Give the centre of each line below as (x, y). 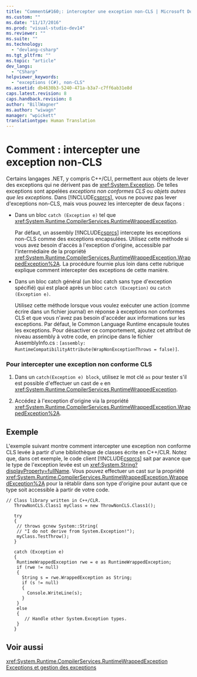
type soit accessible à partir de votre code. (58, 490)
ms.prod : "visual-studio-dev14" (45, 28)
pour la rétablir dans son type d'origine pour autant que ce (117, 484)
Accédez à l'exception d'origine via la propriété (72, 401)
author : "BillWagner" (33, 104)
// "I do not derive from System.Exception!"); (76, 532)
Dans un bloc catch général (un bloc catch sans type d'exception (93, 281)
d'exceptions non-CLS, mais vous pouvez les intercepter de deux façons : (95, 204)
